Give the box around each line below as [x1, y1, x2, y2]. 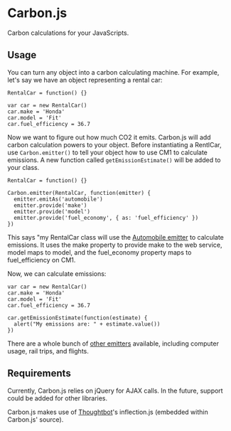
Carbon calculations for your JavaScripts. [7, 28, 129, 37]
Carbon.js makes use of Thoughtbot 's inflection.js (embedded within [7, 408, 208, 416]
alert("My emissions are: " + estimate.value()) [14, 320, 161, 328]
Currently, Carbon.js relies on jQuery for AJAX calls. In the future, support [7, 386, 223, 395]
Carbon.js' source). [7, 415, 64, 424]
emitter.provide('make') [14, 201, 87, 209]
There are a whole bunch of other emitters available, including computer [7, 339, 219, 348]
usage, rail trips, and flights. [7, 346, 89, 355]
